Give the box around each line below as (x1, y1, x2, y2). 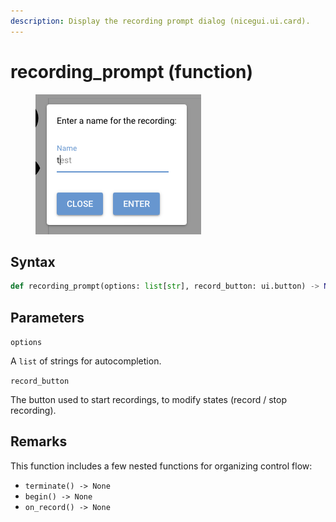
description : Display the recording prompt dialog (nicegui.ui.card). (10, 16, 311, 26)
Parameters (10, 309, 85, 326)
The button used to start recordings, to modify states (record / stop (10, 394, 287, 406)
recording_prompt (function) (10, 60, 254, 83)
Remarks (10, 433, 68, 450)
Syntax (10, 253, 56, 270)
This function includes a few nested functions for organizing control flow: (10, 460, 313, 472)
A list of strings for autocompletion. (10, 355, 162, 367)
